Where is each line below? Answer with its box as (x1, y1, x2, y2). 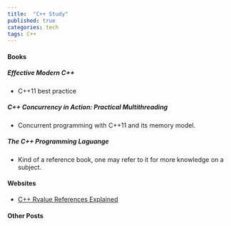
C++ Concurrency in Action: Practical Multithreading (7, 103, 168, 111)
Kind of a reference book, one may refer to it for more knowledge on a (17, 155, 225, 164)
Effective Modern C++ (7, 68, 75, 77)
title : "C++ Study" (7, 10, 69, 18)
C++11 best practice (17, 86, 77, 95)
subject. (17, 163, 42, 171)
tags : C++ (7, 30, 37, 38)
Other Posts (7, 211, 44, 220)
